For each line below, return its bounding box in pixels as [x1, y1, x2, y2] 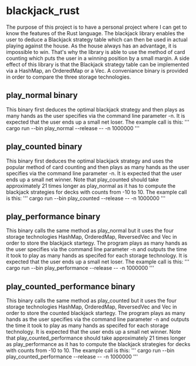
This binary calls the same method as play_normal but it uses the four [6, 227, 174, 234]
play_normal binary [6, 90, 78, 100]
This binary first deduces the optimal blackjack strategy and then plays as [6, 106, 185, 113]
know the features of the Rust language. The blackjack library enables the [6, 29, 185, 36]
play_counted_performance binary [6, 282, 136, 292]
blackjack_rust [6, 4, 80, 18]
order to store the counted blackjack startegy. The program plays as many [6, 310, 186, 317]
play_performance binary [6, 211, 101, 221]
